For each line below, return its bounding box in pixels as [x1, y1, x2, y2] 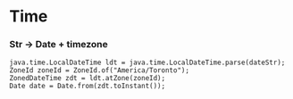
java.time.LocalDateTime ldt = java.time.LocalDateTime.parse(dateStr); [9, 58, 286, 68]
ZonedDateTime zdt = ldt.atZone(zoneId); [9, 74, 166, 83]
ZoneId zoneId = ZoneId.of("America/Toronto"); [9, 66, 190, 75]
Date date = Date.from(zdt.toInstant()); [9, 82, 166, 91]
